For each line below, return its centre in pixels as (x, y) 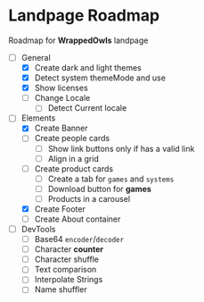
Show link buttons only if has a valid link (121, 148)
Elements (38, 118)
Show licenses (61, 88)
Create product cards (73, 168)
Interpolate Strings (69, 280)
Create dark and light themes (88, 67)
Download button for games (100, 189)
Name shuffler (61, 289)
